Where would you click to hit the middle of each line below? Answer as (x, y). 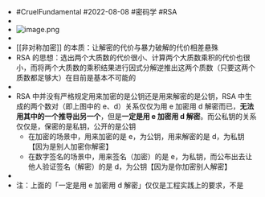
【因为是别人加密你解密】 (70, 146)
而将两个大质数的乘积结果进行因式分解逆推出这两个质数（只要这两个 (143, 68)
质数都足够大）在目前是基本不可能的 (76, 78)
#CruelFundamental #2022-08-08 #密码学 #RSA (96, 12)
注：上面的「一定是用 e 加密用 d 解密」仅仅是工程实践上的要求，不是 (130, 185)
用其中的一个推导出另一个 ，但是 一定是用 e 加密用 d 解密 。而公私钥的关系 (136, 116)
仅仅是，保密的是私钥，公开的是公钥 (76, 126)
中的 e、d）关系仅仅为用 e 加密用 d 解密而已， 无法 (170, 106)
